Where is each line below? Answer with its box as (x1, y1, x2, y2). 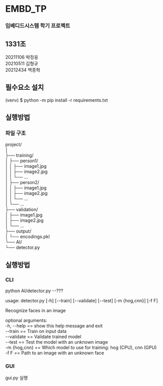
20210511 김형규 (5, 60, 38, 66)
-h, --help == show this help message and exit (5, 323, 103, 329)
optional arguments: (5, 317, 47, 324)
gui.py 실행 (5, 375, 28, 381)
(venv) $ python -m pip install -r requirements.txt (5, 97, 108, 103)
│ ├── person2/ (5, 179, 40, 186)
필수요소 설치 (5, 83, 44, 92)
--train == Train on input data (5, 328, 67, 334)
